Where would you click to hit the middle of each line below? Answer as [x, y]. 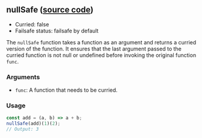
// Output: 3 [23, 129]
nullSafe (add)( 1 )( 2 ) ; [33, 124]
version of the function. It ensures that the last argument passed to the [94, 49]
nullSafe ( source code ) [50, 10]
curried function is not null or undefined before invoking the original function [101, 55]
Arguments [23, 77]
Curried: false [32, 24]
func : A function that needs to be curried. [66, 90]
